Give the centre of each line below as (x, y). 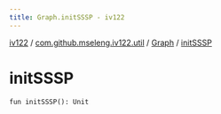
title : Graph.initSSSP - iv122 (67, 17)
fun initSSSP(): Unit (49, 102)
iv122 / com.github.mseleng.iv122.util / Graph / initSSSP (111, 42)
